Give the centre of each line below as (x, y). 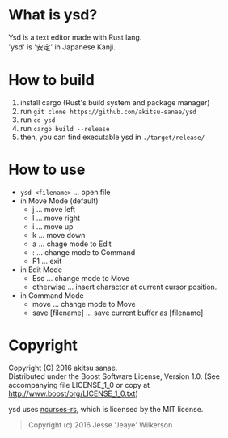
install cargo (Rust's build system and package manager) (115, 102)
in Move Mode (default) (59, 201)
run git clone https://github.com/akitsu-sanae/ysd (108, 111)
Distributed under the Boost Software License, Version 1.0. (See (114, 376)
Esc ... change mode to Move (81, 278)
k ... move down (59, 235)
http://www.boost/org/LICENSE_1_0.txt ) (74, 393)
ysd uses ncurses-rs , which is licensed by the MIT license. (106, 409)
